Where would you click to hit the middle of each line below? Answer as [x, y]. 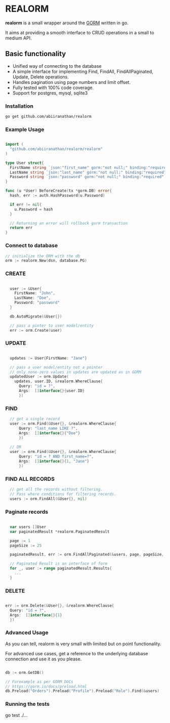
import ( [14, 145]
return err [21, 228]
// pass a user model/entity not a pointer [56, 367]
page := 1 [20, 541]
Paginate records [27, 512]
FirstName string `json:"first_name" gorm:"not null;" [69, 167]
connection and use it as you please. [44, 659]
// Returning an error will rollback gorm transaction [69, 223]
